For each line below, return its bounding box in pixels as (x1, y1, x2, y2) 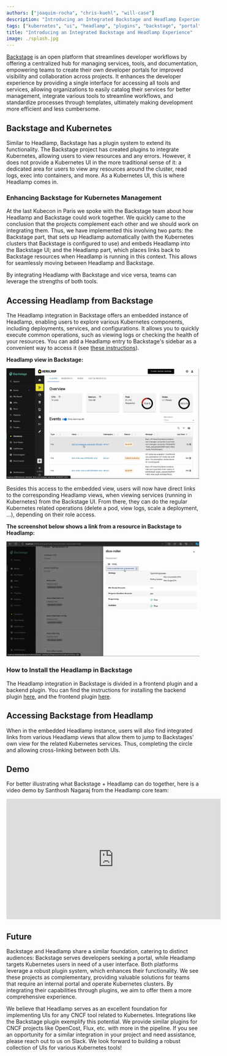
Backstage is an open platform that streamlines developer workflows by (6, 53, 187, 61)
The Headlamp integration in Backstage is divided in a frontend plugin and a (6, 680, 198, 687)
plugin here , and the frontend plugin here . (6, 693, 112, 700)
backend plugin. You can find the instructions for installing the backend (6, 686, 186, 694)
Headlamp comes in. (6, 178, 59, 185)
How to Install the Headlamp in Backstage (6, 666, 133, 674)
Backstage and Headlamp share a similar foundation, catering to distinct (6, 948, 188, 955)
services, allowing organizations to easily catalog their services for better (6, 86, 192, 93)
